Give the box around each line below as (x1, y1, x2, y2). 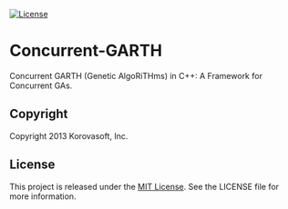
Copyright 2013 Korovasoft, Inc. (9, 130, 129, 141)
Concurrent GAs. (9, 80, 73, 91)
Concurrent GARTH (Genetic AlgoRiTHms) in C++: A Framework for (9, 70, 262, 81)
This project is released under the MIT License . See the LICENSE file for (9, 181, 280, 192)
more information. (9, 191, 77, 202)
